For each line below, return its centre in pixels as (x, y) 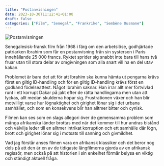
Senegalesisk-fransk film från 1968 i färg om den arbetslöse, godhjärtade (79, 47)
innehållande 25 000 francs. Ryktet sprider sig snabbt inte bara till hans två (81, 57)
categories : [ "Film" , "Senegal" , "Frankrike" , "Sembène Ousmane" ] (74, 23)
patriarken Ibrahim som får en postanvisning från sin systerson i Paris (75, 52)
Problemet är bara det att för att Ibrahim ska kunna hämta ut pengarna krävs (82, 77)
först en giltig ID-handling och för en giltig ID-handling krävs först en (74, 82)
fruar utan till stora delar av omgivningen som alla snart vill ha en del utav (79, 62)
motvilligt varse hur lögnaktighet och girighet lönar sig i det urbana (72, 103)
